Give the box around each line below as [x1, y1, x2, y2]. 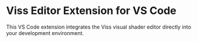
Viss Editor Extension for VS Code [6, 4, 176, 17]
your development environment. [6, 29, 84, 36]
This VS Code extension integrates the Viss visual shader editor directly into [6, 23, 191, 30]
